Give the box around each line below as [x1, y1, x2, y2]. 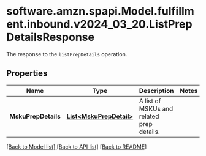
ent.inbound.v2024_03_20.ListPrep [6, 17, 193, 31]
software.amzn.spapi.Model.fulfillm [6, 4, 194, 18]
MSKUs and [139, 104, 174, 113]
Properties [6, 69, 48, 79]
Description [139, 86, 174, 95]
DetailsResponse [6, 31, 95, 44]
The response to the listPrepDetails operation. [6, 50, 128, 58]
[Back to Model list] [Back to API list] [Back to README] [6, 143, 147, 150]
